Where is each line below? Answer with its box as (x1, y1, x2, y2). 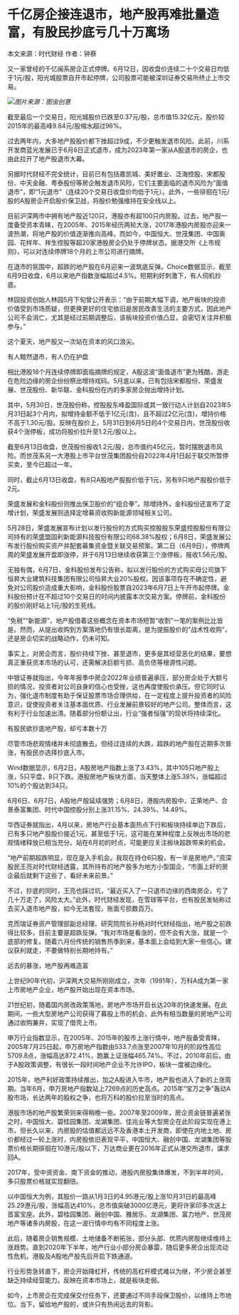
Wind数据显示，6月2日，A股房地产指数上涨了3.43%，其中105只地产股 (7, 763, 214, 772)
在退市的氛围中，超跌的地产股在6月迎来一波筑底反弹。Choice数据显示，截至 (7, 262, 232, 271)
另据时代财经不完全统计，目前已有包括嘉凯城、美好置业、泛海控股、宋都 (7, 169, 219, 178)
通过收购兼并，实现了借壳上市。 (7, 1018, 101, 1027)
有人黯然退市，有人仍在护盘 (7, 352, 89, 361)
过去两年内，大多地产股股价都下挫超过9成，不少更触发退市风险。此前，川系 (7, 136, 230, 145)
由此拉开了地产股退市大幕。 (7, 154, 89, 163)
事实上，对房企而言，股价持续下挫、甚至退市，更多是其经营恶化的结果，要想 (7, 649, 232, 657)
